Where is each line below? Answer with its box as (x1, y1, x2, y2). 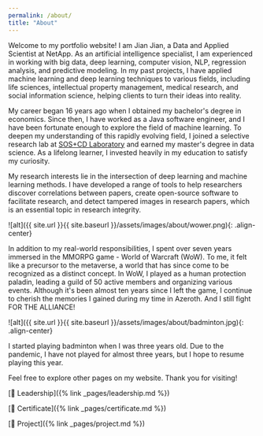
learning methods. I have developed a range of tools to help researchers (8, 179, 243, 189)
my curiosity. (8, 156, 50, 165)
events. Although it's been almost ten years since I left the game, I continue (8, 285, 253, 295)
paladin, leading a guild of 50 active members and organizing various (8, 277, 233, 286)
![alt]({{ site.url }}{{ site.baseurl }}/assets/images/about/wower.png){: (8, 220, 233, 229)
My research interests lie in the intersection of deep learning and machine (8, 171, 248, 181)
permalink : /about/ (8, 11, 72, 20)
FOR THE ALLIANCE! (8, 302, 76, 312)
